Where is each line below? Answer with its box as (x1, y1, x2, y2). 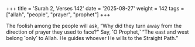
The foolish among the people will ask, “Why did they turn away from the (6, 23, 182, 29)
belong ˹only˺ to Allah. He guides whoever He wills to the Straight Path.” (6, 35, 179, 41)
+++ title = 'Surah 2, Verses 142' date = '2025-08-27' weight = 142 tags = (6, 5, 184, 12)
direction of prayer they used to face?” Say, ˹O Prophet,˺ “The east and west (6, 28, 189, 35)
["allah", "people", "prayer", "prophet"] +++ (6, 11, 111, 18)
